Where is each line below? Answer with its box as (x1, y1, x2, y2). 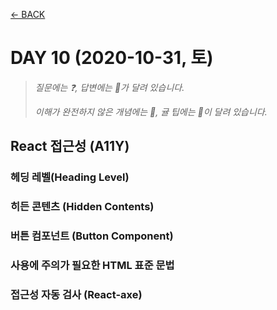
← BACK (10, 9, 46, 20)
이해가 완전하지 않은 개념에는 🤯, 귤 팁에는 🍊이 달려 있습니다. (34, 105, 268, 118)
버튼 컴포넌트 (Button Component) (10, 229, 174, 243)
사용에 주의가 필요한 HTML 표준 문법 (10, 259, 175, 273)
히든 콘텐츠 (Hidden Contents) (10, 200, 155, 214)
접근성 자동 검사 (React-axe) (10, 287, 143, 301)
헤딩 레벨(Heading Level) (10, 170, 130, 184)
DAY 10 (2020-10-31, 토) (10, 47, 214, 69)
